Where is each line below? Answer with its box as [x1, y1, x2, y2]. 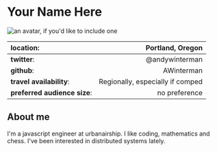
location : [10, 42, 40, 52]
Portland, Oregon [145, 42, 203, 52]
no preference [157, 88, 203, 97]
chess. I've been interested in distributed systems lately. [7, 136, 166, 144]
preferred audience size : [10, 88, 92, 97]
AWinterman [163, 66, 203, 75]
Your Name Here [7, 4, 103, 20]
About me [7, 111, 50, 123]
